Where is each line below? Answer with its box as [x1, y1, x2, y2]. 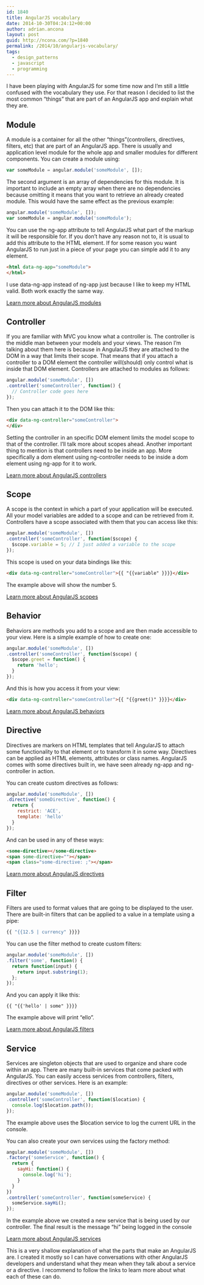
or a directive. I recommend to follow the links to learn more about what [6, 1267, 186, 1274]
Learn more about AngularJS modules [6, 299, 102, 306]
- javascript [12, 60, 45, 66]
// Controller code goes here [12, 388, 88, 395]
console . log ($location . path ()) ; [12, 1102, 94, 1108]
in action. [31, 767, 55, 774]
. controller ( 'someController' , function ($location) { [6, 1096, 146, 1102]
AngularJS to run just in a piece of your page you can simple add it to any [6, 246, 191, 253]
